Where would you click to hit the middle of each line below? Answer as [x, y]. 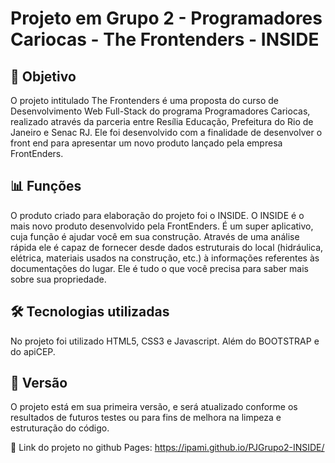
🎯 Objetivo [43, 76]
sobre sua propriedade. [58, 279]
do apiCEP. [33, 351]
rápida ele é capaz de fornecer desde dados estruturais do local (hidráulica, [167, 247]
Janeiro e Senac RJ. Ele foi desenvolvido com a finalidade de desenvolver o [166, 132]
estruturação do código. [60, 428]
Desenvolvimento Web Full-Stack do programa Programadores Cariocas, [160, 111]
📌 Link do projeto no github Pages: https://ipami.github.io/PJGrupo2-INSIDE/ [167, 448]
